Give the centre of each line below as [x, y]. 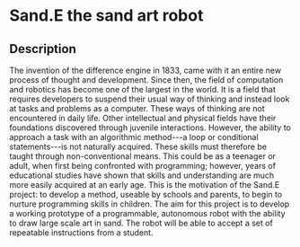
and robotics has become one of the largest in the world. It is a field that [142, 89]
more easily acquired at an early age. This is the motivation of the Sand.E [145, 185]
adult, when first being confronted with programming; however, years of [143, 166]
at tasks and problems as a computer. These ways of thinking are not [137, 108]
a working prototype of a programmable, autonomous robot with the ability [147, 213]
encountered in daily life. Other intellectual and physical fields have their [143, 118]
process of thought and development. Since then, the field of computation [146, 80]
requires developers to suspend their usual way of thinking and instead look [150, 99]
